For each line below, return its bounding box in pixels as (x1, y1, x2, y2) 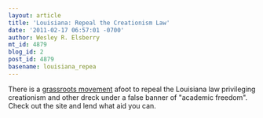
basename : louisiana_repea (8, 63, 97, 71)
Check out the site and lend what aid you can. (8, 101, 157, 110)
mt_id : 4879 (8, 41, 47, 49)
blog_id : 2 (8, 48, 44, 56)
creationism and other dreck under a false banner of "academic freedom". (8, 92, 248, 102)
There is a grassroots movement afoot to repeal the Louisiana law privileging (8, 84, 256, 94)
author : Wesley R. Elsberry (8, 33, 100, 42)
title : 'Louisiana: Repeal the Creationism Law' (8, 19, 170, 27)
